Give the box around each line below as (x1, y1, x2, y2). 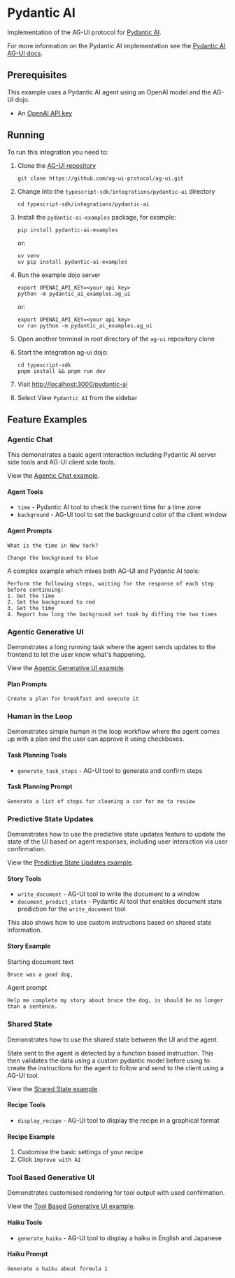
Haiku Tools (7, 1219, 43, 1227)
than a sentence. (7, 1003, 58, 1010)
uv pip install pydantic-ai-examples (17, 258, 128, 265)
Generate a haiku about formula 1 (7, 1265, 108, 1272)
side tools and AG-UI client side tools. (7, 458, 116, 467)
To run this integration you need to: (7, 148, 108, 156)
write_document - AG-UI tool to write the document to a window (17, 890, 200, 898)
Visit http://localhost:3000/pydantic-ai (17, 380, 128, 388)
